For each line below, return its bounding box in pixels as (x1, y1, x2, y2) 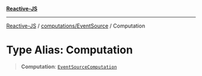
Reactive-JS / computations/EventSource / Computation (6, 22, 145, 29)
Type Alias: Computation (6, 43, 133, 57)
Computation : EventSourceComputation (20, 63, 117, 70)
